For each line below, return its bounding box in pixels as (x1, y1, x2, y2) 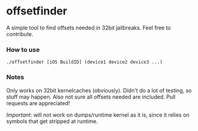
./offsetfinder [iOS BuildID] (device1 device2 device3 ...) (6, 59, 163, 65)
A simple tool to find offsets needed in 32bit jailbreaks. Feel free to (6, 24, 172, 31)
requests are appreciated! (6, 99, 70, 106)
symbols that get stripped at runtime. (6, 117, 98, 124)
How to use (6, 45, 40, 53)
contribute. (6, 30, 34, 37)
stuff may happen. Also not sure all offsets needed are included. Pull (6, 93, 176, 100)
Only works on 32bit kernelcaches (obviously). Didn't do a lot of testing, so (6, 87, 192, 94)
